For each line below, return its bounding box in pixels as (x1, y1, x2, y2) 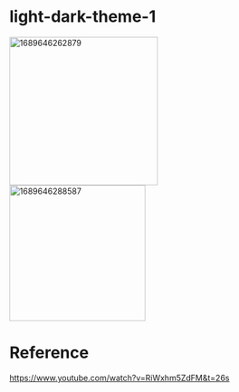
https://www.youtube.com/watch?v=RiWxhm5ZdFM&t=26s (9, 372, 230, 383)
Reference (9, 342, 89, 363)
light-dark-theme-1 (9, 6, 157, 27)
